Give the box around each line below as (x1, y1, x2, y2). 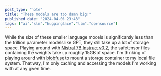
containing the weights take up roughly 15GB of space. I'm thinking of (5, 50, 146, 56)
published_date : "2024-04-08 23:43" (5, 16, 80, 21)
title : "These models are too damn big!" (5, 12, 92, 17)
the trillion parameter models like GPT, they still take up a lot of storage (5, 40, 149, 46)
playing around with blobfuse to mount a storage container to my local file (5, 55, 155, 61)
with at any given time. (5, 66, 51, 72)
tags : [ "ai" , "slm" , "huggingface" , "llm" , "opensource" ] (5, 21, 118, 26)
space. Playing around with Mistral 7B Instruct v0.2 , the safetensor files (5, 45, 150, 51)
